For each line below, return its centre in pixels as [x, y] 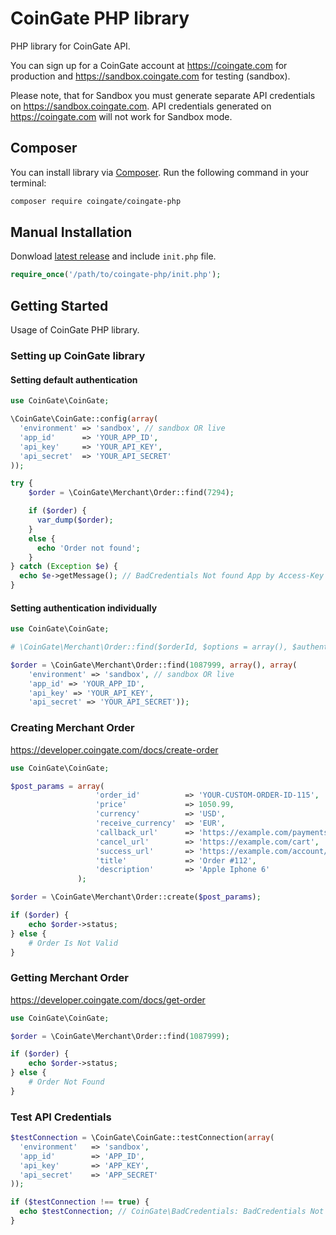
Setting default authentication [74, 379]
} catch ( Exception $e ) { [64, 567]
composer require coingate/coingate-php [96, 201]
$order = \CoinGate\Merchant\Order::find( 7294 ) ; [131, 493]
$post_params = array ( [57, 786]
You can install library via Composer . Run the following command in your [160, 172]
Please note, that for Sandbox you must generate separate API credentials [163, 95]
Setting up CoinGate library [78, 356]
